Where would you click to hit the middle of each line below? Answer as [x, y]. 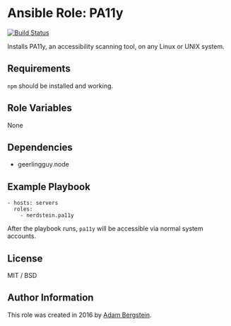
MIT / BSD [22, 275]
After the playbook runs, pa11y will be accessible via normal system [105, 229]
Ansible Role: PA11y [65, 13]
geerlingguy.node [43, 164]
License [25, 258]
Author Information [51, 298]
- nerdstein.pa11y [47, 215]
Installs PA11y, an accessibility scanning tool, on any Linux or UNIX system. [116, 46]
